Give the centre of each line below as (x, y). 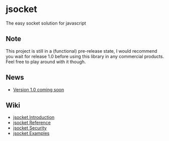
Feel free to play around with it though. (46, 62)
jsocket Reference (32, 123)
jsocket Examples (31, 133)
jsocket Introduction (34, 117)
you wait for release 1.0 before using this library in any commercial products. (85, 56)
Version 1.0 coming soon (38, 89)
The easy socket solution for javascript (46, 23)
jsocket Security (30, 128)
